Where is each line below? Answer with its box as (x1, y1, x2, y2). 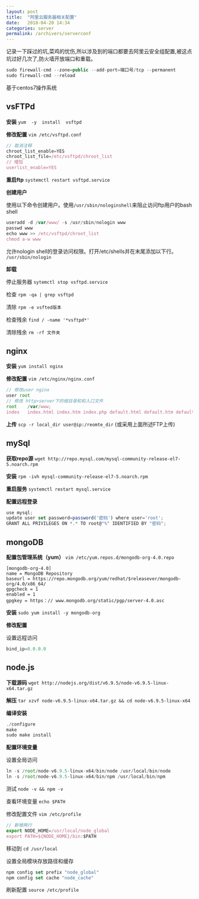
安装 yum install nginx (6, 363, 63, 370)
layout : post (6, 8, 38, 15)
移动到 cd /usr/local (6, 844, 58, 852)
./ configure (6, 721, 36, 727)
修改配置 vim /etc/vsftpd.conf (6, 131, 82, 138)
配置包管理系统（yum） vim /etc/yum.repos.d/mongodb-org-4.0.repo (6, 553, 175, 561)
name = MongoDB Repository (6, 571, 73, 577)
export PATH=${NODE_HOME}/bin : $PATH (6, 833, 97, 839)
